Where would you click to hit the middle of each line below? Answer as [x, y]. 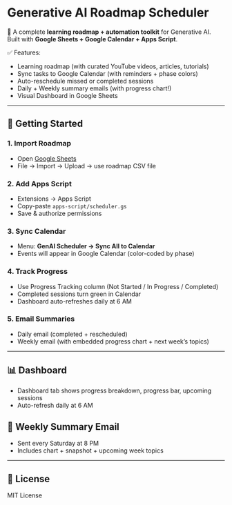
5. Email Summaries [41, 319]
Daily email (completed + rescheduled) [72, 334]
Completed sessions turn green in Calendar [79, 294]
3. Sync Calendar [37, 231]
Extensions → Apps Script [54, 199]
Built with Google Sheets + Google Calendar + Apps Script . [93, 39]
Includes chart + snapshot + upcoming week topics [90, 450]
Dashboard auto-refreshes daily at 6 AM [75, 301]
